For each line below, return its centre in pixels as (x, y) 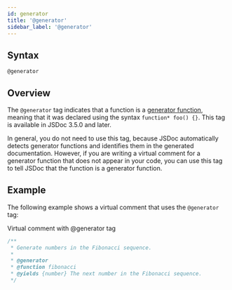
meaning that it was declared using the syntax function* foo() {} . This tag (116, 117)
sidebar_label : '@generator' (50, 27)
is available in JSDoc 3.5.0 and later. (60, 125)
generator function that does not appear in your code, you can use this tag (115, 161)
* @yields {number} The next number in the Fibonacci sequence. (106, 274)
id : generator (28, 14)
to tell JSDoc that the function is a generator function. (85, 168)
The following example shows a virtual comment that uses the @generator (113, 207)
